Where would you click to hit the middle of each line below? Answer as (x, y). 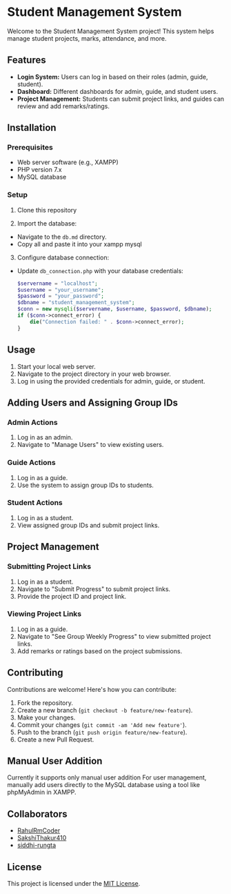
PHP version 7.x (39, 170)
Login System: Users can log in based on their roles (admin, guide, (112, 77)
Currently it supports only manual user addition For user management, (107, 777)
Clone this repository (47, 210)
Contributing (35, 673)
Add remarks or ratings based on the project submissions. (100, 651)
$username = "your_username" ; (61, 290)
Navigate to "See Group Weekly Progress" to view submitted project (114, 636)
